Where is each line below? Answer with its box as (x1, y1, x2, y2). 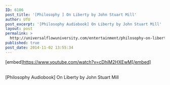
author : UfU (5, 17, 30, 22)
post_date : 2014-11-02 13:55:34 (5, 45, 73, 50)
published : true (5, 40, 39, 46)
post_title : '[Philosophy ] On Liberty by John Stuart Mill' (5, 12, 137, 17)
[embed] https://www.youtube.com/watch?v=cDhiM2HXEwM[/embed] (5, 59, 151, 65)
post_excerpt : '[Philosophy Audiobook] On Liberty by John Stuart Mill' (5, 21, 162, 27)
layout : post (5, 26, 33, 31)
